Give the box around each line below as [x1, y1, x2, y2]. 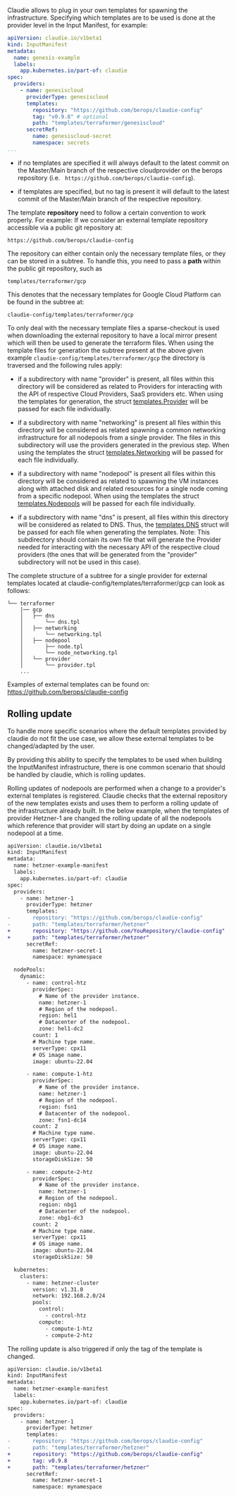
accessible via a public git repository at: [7, 223, 123, 232]
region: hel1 [38, 1012, 77, 1020]
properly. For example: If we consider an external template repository [7, 215, 209, 224]
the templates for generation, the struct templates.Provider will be [17, 397, 209, 406]
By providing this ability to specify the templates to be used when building [7, 755, 222, 763]
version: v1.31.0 [32, 1286, 83, 1293]
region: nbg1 [38, 1201, 77, 1208]
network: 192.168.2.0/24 [32, 1292, 106, 1300]
